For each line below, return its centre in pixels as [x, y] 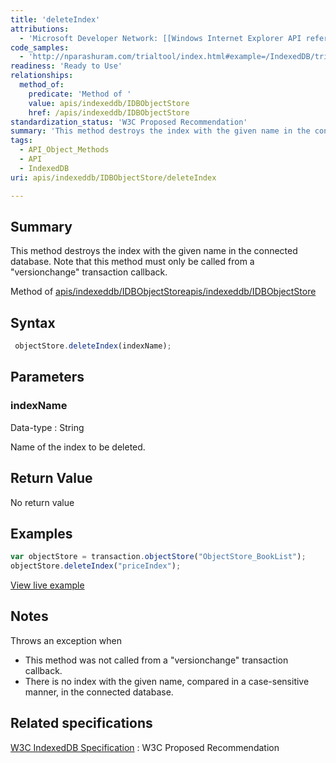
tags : [21, 141]
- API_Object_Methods [64, 150]
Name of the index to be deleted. [78, 447]
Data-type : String [47, 427]
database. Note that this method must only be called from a [132, 262]
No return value [42, 502]
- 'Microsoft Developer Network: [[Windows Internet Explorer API [160, 38]
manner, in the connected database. [99, 692]
